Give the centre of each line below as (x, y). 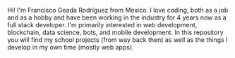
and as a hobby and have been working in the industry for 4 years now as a (117, 17)
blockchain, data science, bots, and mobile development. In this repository (115, 32)
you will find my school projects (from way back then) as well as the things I (117, 40)
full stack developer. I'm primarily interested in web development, (102, 25)
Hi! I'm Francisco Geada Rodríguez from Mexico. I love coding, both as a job (118, 10)
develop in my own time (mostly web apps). (71, 47)
